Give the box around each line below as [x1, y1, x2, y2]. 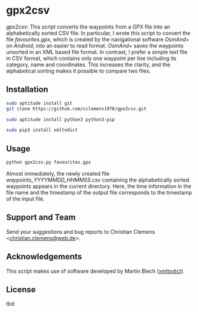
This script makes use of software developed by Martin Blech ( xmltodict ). [6, 268, 185, 275]
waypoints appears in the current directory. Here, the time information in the [6, 182, 191, 190]
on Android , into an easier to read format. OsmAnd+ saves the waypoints [6, 42, 184, 49]
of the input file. [6, 195, 45, 202]
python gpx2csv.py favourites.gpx [6, 160, 92, 165]
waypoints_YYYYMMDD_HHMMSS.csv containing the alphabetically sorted [6, 176, 190, 183]
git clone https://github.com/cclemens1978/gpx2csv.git [6, 106, 147, 112]
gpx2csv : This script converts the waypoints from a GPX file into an [6, 23, 170, 30]
